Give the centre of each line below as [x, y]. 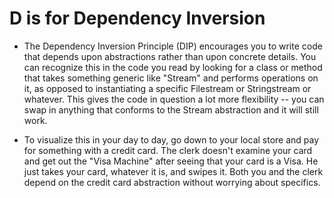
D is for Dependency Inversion [137, 18]
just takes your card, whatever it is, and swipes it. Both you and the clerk [173, 171]
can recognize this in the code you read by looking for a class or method [173, 67]
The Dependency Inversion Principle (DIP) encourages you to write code [173, 46]
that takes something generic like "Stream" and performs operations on [171, 78]
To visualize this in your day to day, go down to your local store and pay [171, 139]
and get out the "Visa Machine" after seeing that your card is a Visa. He [171, 161]
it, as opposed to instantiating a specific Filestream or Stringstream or [167, 88]
